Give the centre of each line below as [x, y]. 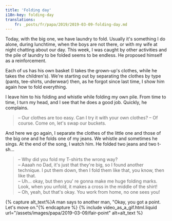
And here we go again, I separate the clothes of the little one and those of [83, 133]
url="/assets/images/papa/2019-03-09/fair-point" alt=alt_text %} [74, 213]
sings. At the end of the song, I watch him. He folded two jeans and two [81, 144]
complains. [17, 108]
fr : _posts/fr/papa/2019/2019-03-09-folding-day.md [71, 24]
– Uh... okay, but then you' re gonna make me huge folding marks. [88, 181]
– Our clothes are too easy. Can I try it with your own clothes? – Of [88, 118]
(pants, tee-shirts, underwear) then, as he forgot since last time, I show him [85, 82]
